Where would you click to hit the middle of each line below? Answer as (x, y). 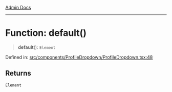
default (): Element (37, 47)
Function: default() (46, 33)
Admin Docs (18, 7)
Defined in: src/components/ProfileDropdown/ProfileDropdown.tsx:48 (79, 57)
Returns (18, 73)
